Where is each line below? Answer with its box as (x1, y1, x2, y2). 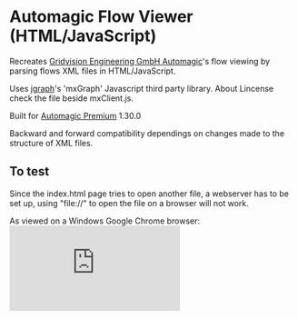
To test (9, 164, 50, 179)
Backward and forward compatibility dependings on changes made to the (9, 127, 284, 138)
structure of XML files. (9, 137, 94, 148)
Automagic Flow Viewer (9, 6, 194, 27)
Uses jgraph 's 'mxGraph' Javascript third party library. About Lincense (9, 83, 274, 94)
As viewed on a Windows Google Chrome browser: (9, 215, 201, 226)
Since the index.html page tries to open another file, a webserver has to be (9, 188, 289, 199)
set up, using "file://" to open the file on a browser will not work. (9, 197, 250, 208)
